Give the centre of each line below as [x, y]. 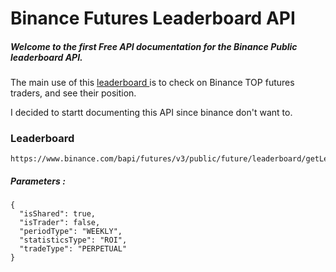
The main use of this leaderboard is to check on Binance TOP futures [152, 83]
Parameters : [38, 181]
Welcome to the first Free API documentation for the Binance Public [154, 46]
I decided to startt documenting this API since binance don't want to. [151, 113]
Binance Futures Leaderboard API [153, 18]
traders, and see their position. [73, 93]
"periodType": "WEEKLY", [71, 232]
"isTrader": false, [60, 223]
